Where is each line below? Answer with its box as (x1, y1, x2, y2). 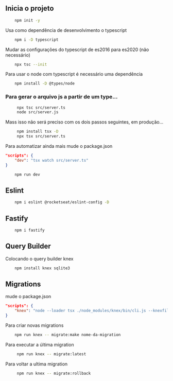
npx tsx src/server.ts (16, 134, 66, 139)
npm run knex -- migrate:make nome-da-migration (14, 332, 121, 338)
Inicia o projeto (5, 4, 54, 13)
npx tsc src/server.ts (16, 105, 66, 110)
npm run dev (14, 172, 40, 177)
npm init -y (14, 18, 40, 23)
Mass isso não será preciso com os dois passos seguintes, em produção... (5, 119, 164, 125)
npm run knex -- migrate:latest (16, 351, 86, 357)
